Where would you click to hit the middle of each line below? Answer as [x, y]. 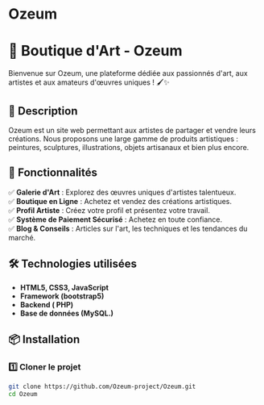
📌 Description [43, 111]
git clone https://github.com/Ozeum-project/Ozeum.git [102, 387]
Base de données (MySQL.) [67, 313]
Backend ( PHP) [47, 304]
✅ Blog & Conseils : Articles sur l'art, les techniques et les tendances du [128, 228]
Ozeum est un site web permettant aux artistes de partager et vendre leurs [132, 130]
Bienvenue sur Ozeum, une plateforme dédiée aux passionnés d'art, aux [128, 73]
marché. [22, 237]
